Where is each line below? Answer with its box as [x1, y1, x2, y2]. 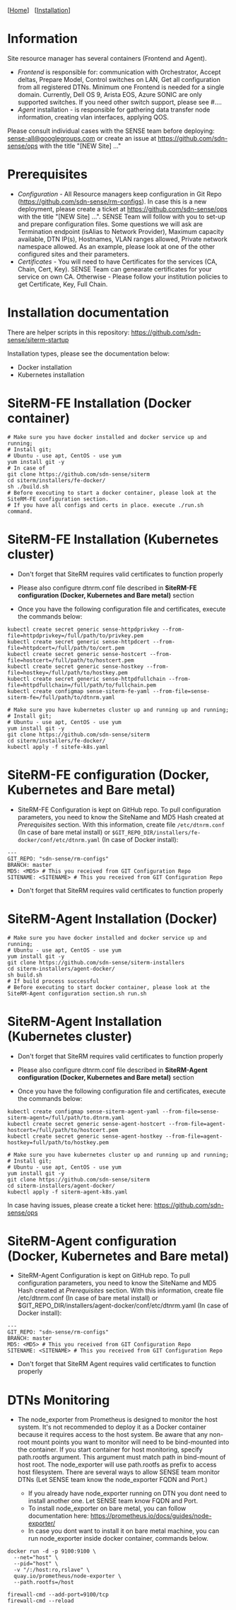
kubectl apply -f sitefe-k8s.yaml [7, 743, 110, 750]
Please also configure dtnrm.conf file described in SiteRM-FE [17, 583, 197, 592]
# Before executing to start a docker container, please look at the [7, 489, 217, 496]
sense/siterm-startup [7, 335, 69, 344]
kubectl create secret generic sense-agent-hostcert [7, 1120, 166, 1127]
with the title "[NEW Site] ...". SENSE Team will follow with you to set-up [17, 212, 226, 221]
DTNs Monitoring [7, 1392, 110, 1408]
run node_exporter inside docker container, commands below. [28, 1534, 208, 1543]
